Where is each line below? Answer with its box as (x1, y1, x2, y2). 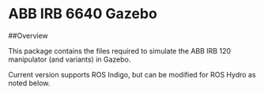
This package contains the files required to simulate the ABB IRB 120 (8, 46, 232, 55)
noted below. (8, 78, 51, 88)
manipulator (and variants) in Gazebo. (8, 55, 131, 64)
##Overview (8, 31, 49, 40)
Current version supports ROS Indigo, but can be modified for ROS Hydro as (8, 70, 256, 79)
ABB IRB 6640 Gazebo (8, 5, 158, 23)
